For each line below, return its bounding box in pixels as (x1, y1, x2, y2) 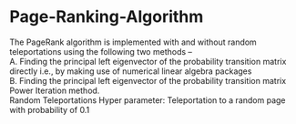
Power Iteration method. (9, 85, 100, 96)
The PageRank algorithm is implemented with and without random (9, 36, 257, 47)
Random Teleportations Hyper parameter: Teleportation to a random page (9, 94, 286, 106)
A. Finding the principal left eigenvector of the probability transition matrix (9, 56, 287, 67)
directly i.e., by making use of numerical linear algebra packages (9, 66, 252, 77)
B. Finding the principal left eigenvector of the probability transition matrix (9, 75, 287, 86)
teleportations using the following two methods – (9, 46, 193, 57)
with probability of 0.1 (9, 104, 90, 115)
